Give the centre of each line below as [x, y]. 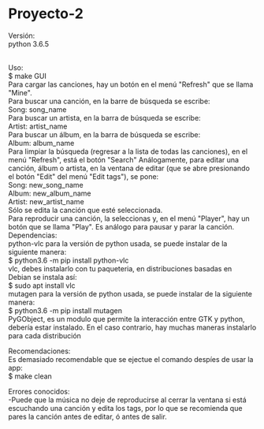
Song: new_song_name [46, 185]
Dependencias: [33, 235]
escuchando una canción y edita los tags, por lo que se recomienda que [125, 408]
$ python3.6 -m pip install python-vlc [69, 260]
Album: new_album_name [50, 193]
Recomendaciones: [39, 351]
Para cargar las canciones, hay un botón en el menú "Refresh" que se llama [131, 84]
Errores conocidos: [39, 391]
